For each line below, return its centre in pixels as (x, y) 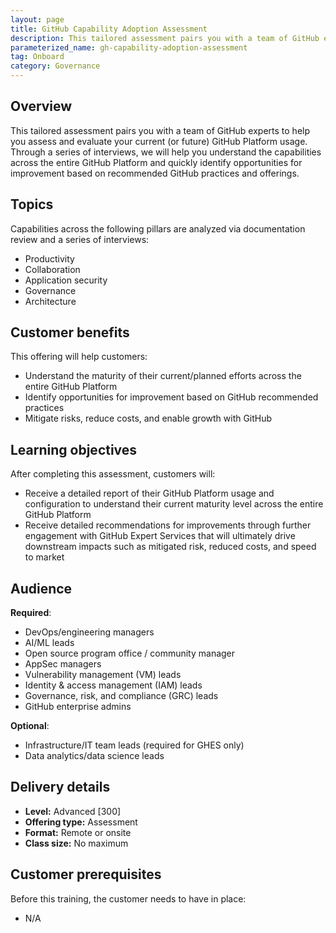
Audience (41, 588)
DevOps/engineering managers (89, 632)
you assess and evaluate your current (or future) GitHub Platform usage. (159, 141)
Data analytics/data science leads (94, 756)
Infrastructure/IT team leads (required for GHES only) (134, 745)
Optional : (30, 726)
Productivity (49, 258)
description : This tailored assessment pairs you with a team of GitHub (165, 38)
